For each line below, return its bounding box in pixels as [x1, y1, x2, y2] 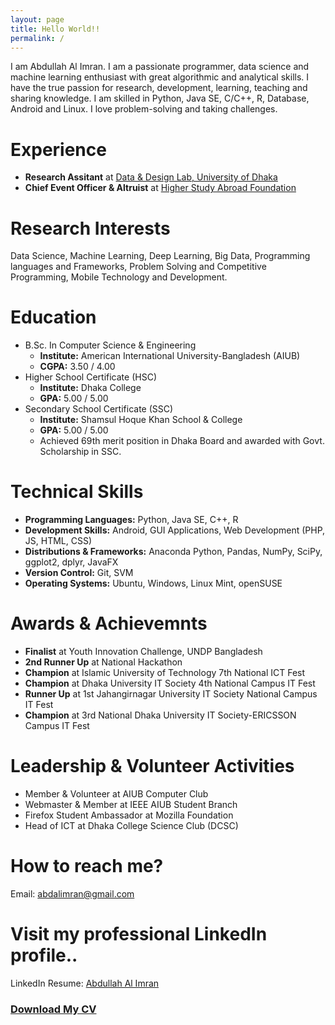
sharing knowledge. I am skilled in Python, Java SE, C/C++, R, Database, [10, 92, 310, 105]
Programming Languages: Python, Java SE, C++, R [24, 514, 239, 526]
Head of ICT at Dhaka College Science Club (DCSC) [24, 820, 239, 831]
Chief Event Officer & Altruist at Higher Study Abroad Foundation [24, 182, 297, 194]
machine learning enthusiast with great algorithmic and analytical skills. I [10, 71, 310, 83]
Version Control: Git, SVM [24, 567, 134, 579]
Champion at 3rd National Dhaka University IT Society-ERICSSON [24, 709, 297, 721]
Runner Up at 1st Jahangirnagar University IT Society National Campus [24, 688, 318, 700]
